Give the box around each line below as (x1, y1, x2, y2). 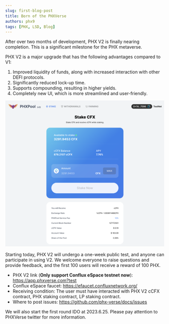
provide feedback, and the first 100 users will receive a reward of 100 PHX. (5, 262, 160, 268)
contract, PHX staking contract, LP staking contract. (12, 294, 121, 300)
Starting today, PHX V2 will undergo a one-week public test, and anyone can (5, 252, 164, 258)
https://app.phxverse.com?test (12, 277, 77, 284)
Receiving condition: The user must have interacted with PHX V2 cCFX (12, 288, 160, 294)
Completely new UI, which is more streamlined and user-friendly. (12, 90, 148, 97)
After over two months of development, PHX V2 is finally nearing (5, 38, 140, 45)
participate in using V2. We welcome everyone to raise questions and (5, 257, 150, 263)
